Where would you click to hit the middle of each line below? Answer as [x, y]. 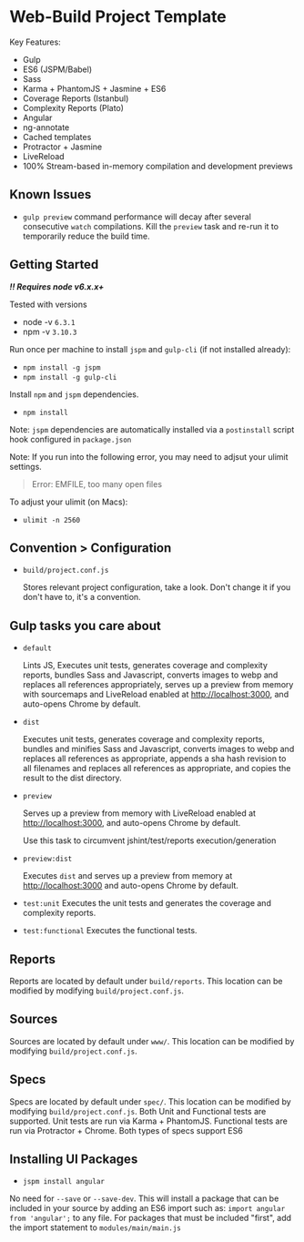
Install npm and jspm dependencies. [74, 394]
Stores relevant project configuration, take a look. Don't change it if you [157, 587]
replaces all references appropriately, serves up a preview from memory [158, 685]
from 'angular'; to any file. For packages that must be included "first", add [151, 1218]
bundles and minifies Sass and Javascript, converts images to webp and [158, 749]
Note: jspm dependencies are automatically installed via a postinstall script [152, 429]
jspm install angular [63, 1182]
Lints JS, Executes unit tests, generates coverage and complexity [145, 666]
